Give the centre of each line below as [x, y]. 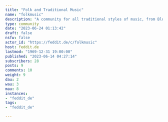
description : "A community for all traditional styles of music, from [80, 19]
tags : [11, 103]
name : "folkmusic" [24, 14]
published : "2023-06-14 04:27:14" [41, 56]
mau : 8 [12, 89]
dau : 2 [12, 79]
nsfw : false [17, 38]
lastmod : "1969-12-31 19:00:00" [39, 51]
